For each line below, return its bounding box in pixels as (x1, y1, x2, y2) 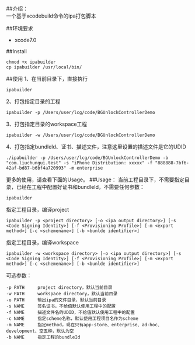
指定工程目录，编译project (6, 206, 69, 213)
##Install (6, 48, 27, 54)
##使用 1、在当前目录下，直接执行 (6, 75, 88, 82)
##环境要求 (6, 25, 33, 32)
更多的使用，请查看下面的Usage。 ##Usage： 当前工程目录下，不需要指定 (6, 176, 185, 183)
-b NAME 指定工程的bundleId (6, 334, 81, 340)
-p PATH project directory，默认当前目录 (6, 285, 113, 291)
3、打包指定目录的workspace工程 (6, 120, 88, 127)
